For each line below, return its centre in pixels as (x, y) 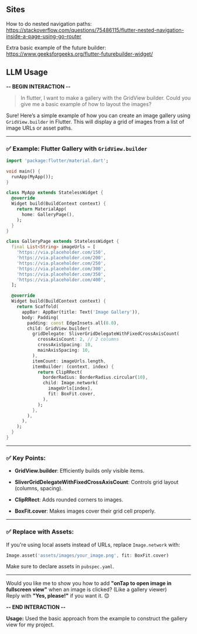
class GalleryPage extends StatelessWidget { (62, 242)
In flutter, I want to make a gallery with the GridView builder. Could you (106, 98)
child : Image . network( (71, 383)
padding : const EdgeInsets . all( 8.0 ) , (73, 323)
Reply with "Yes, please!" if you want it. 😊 (58, 596)
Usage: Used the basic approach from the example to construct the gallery (97, 619)
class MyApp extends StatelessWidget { (55, 193)
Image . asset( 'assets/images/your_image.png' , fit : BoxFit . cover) (87, 555)
